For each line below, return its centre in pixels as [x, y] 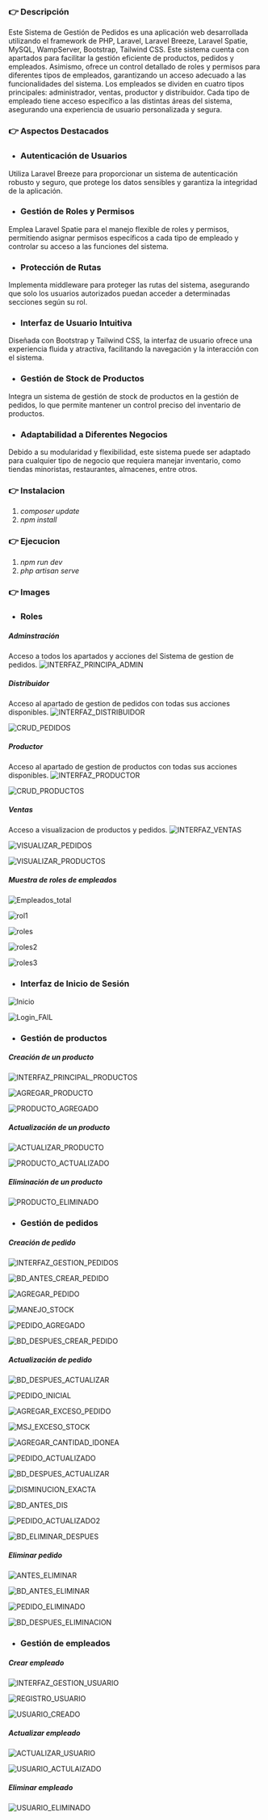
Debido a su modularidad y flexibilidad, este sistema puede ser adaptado [130, 452]
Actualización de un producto [59, 1127]
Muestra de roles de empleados [63, 879]
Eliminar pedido [36, 1555]
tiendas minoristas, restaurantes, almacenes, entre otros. [103, 469]
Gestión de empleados [65, 1644]
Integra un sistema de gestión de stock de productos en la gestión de [124, 396]
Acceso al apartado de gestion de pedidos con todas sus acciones [119, 704]
